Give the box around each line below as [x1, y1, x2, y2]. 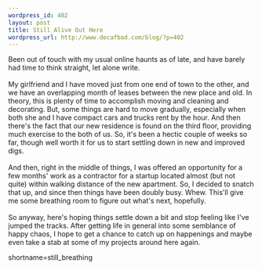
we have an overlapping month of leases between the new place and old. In [8, 88, 253, 98]
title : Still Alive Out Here [8, 26, 104, 34]
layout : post [8, 19, 51, 27]
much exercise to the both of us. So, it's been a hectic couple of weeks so [8, 130, 248, 139]
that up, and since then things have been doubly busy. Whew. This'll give [8, 188, 244, 197]
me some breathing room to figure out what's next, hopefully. [8, 196, 206, 206]
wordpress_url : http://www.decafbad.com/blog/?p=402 [8, 33, 184, 41]
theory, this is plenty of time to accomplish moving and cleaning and [8, 96, 229, 106]
